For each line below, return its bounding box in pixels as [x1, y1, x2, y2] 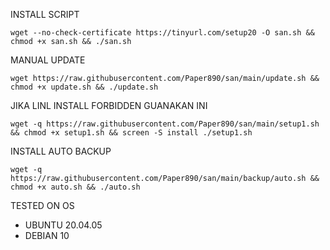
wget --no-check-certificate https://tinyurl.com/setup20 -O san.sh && [10, 28, 315, 38]
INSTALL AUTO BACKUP [10, 145, 112, 157]
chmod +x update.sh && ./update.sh [10, 82, 159, 92]
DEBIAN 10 [24, 230, 70, 241]
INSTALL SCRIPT [10, 9, 80, 20]
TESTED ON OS [10, 200, 75, 211]
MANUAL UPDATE [10, 54, 86, 66]
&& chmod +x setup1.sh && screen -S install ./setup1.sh [10, 128, 253, 138]
